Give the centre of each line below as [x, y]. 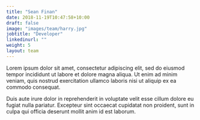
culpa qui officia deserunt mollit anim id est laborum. [71, 111]
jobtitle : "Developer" [35, 34]
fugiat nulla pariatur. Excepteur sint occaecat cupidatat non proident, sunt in [100, 105]
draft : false [23, 23]
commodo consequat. [33, 87]
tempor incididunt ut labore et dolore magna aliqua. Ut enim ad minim [92, 74]
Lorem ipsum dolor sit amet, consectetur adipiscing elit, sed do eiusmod [95, 68]
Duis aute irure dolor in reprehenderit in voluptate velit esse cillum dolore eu [100, 98]
